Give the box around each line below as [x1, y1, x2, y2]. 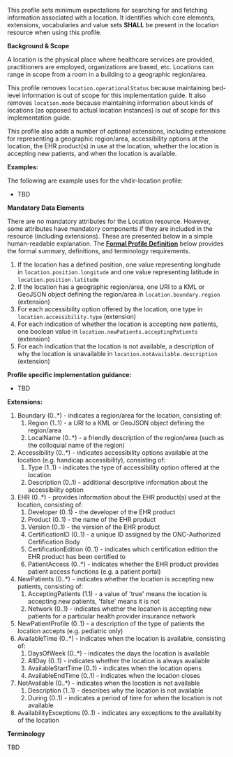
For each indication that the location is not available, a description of [17, 342, 214, 351]
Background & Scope [7, 42, 70, 50]
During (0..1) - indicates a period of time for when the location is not [27, 694, 223, 702]
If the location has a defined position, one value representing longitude [17, 260, 221, 269]
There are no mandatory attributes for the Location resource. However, [7, 217, 211, 225]
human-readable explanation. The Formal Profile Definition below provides [7, 239, 225, 248]
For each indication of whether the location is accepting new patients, [17, 320, 218, 328]
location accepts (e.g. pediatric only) [17, 627, 123, 635]
